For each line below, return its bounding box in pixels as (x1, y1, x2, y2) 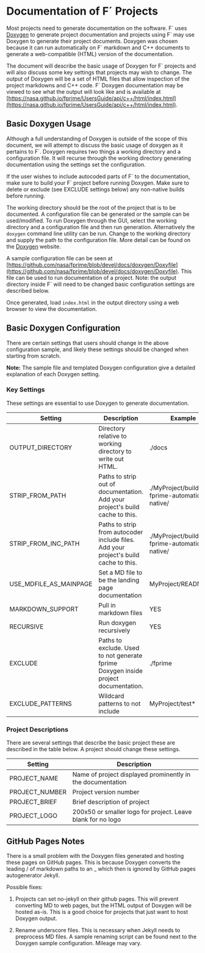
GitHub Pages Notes (6, 836, 85, 846)
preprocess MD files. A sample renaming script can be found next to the (15, 933, 197, 940)
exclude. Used (98, 643, 140, 652)
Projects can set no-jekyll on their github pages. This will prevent (15, 895, 179, 902)
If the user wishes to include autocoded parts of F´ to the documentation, (6, 173, 190, 180)
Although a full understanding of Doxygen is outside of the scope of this (6, 135, 188, 142)
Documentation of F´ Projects (6, 4, 159, 18)
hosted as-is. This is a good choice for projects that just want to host (15, 908, 189, 915)
